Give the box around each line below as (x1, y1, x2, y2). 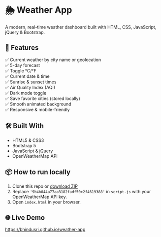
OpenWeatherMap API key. (12, 194, 67, 200)
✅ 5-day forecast (5, 62, 40, 68)
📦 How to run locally (5, 168, 70, 176)
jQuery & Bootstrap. (5, 29, 45, 35)
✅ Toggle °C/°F (5, 68, 36, 73)
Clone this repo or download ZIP (12, 183, 78, 189)
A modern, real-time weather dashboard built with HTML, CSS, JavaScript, (5, 24, 157, 30)
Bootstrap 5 (12, 142, 36, 148)
